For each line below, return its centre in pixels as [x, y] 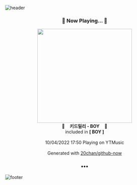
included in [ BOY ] [85, 132]
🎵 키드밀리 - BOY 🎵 [85, 126]
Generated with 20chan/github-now [85, 153]
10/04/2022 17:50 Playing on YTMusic [85, 142]
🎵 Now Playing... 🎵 [85, 21]
